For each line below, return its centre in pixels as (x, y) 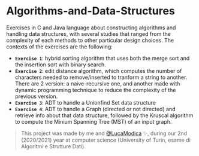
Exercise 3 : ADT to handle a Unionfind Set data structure (85, 102)
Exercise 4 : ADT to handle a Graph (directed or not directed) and (95, 109)
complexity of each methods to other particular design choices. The (90, 40)
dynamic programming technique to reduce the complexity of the (95, 90)
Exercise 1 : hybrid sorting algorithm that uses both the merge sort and (102, 58)
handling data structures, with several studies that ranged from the (88, 33)
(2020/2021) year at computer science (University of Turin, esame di (105, 140)
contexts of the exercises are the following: (59, 47)
